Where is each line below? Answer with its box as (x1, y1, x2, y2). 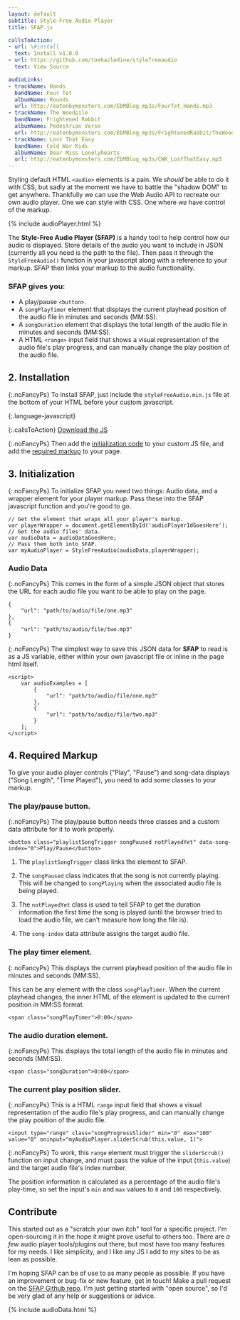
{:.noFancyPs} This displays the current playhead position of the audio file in (8, 963, 233, 972)
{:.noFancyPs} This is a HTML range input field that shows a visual (8, 1101, 202, 1109)
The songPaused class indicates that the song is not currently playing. (18, 872, 220, 880)
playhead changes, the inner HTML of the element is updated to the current (8, 992, 230, 1001)
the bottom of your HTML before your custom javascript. (8, 398, 174, 407)
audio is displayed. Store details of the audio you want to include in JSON (8, 241, 224, 250)
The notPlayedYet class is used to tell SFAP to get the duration (18, 900, 202, 909)
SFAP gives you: (8, 281, 66, 291)
